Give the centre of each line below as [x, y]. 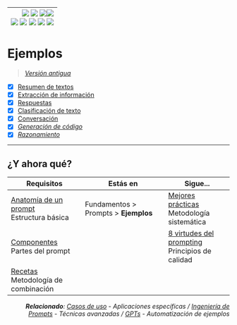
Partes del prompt [41, 251]
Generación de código [50, 127]
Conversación [38, 118]
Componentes [34, 243]
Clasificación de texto [49, 111]
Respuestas [35, 103]
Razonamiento [38, 135]
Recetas [24, 271]
